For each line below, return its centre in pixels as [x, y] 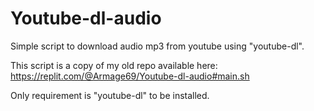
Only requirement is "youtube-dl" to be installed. [110, 95]
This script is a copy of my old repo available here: [114, 65]
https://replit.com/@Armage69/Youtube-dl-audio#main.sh [130, 76]
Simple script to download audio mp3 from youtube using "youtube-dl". [157, 46]
